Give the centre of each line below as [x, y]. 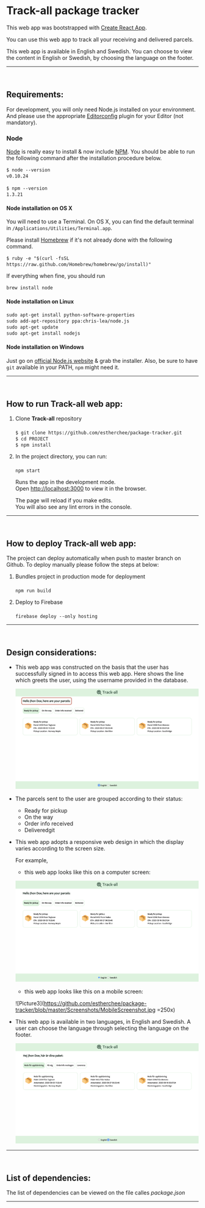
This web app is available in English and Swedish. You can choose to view [99, 51]
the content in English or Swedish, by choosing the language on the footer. [100, 58]
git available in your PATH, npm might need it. [63, 367]
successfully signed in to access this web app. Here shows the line [99, 674]
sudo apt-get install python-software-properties [71, 315]
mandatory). [22, 122]
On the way [39, 817]
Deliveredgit [39, 830]
